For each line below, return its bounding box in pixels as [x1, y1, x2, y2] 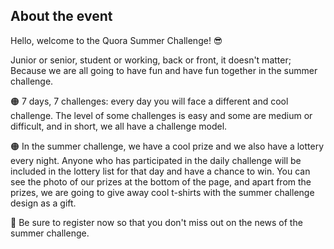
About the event [10, 8, 113, 25]
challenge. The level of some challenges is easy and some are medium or [10, 109, 313, 121]
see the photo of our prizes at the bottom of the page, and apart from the [10, 175, 312, 188]
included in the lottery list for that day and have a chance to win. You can [10, 165, 311, 177]
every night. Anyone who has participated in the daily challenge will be [10, 154, 302, 166]
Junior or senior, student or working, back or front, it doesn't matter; [10, 54, 292, 66]
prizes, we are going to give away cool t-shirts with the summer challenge [10, 186, 315, 198]
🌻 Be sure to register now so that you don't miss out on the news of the [10, 216, 303, 228]
